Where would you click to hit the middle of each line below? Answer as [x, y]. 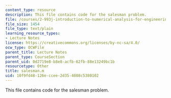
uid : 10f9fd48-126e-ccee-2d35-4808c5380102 [52, 76]
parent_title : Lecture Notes [36, 52]
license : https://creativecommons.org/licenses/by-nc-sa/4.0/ [73, 43]
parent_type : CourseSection [35, 57]
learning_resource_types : [33, 33]
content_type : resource [31, 10]
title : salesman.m [25, 71]
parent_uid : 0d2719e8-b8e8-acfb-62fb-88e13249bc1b [60, 62]
